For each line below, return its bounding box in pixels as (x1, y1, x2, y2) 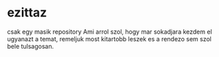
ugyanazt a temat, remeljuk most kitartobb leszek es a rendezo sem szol (7, 34, 211, 43)
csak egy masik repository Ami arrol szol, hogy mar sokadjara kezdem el (7, 27, 213, 36)
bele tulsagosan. (7, 42, 54, 50)
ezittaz (7, 5, 47, 21)
